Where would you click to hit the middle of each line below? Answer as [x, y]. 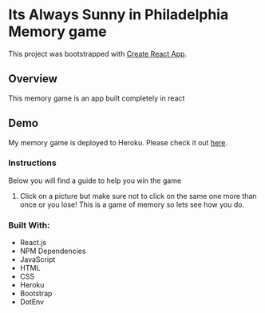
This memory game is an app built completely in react [97, 98]
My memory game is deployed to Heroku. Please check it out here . [118, 142]
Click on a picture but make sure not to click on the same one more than [138, 196]
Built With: [29, 225]
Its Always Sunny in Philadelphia [119, 15]
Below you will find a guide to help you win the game [95, 180]
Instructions [33, 163]
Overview [33, 79]
